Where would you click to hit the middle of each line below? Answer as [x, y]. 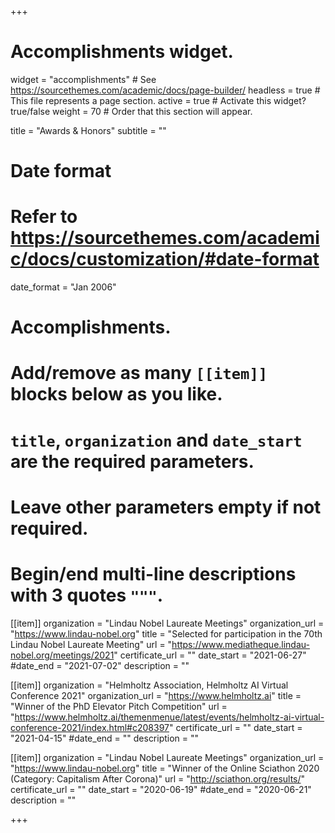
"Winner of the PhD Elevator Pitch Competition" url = [119, 706]
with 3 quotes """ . [87, 595]
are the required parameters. [132, 461]
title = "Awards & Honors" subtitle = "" [88, 130]
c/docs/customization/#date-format [165, 259]
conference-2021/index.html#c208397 [90, 727]
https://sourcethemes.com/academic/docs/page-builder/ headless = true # [165, 90]
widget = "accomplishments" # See [83, 79]
